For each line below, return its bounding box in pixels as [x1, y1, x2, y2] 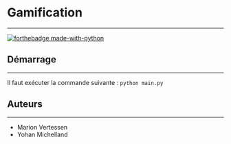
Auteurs [7, 98, 43, 110]
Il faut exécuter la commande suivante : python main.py [7, 78, 164, 86]
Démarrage [7, 53, 56, 66]
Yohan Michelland [16, 130, 68, 139]
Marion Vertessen [16, 123, 68, 131]
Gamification [7, 5, 82, 21]
